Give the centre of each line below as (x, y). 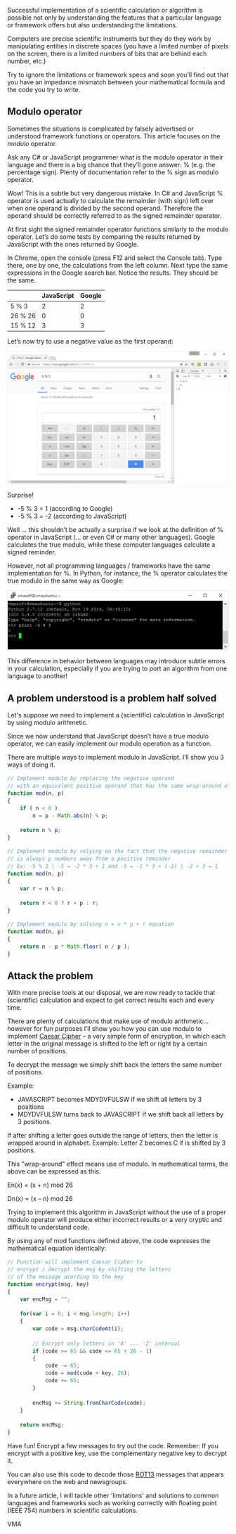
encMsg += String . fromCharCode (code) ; (89, 1403)
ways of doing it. (31, 765)
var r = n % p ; (42, 888)
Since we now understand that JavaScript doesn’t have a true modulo (108, 736)
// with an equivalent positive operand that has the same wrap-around (114, 786)
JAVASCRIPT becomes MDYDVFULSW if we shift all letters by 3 (110, 1100)
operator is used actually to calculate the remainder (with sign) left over (111, 200)
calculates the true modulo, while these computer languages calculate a (111, 545)
